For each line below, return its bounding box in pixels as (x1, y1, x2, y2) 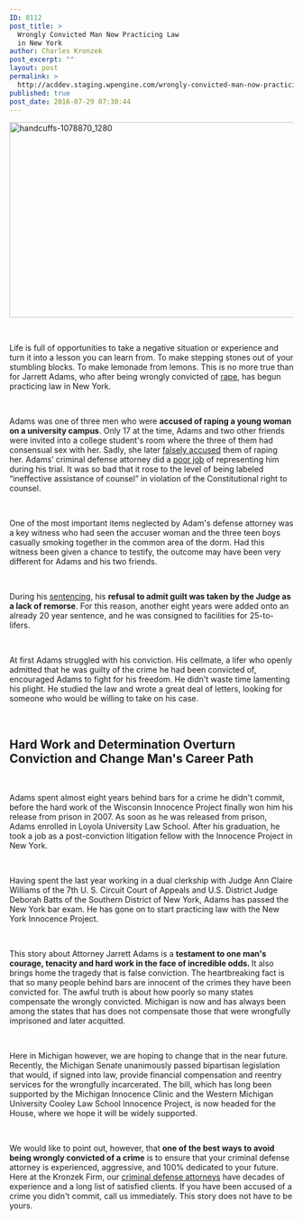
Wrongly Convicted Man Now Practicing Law (17, 30, 179, 39)
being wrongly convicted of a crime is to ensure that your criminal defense (9, 1152, 290, 1163)
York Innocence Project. (9, 913, 99, 924)
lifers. (9, 619, 31, 631)
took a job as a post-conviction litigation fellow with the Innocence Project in (9, 830, 293, 841)
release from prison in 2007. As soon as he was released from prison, (9, 812, 268, 822)
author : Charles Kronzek (9, 47, 103, 56)
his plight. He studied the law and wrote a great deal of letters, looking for (9, 683, 283, 694)
